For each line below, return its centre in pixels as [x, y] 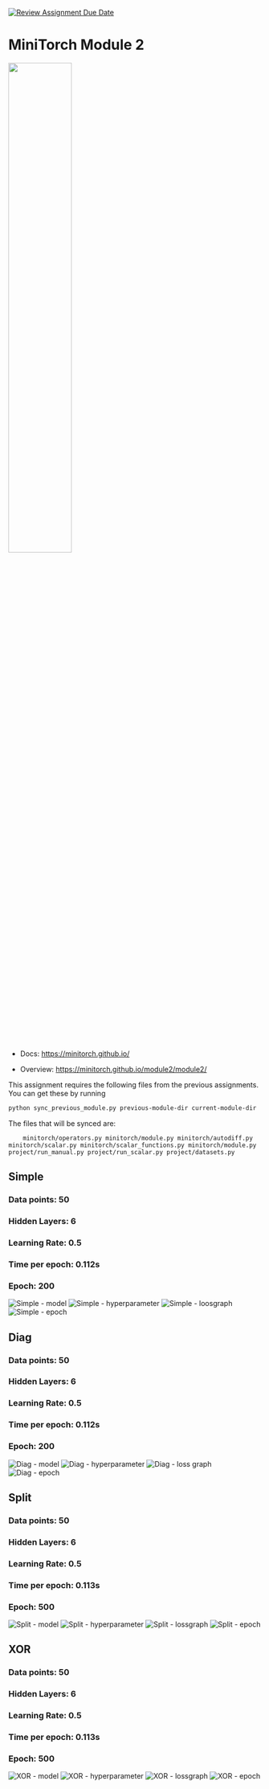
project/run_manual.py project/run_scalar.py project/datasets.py [122, 1152]
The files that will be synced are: [62, 1123]
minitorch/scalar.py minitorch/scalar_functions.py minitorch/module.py [132, 1145]
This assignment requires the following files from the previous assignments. [134, 1084]
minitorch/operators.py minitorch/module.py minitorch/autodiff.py [138, 1138]
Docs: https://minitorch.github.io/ [75, 1054]
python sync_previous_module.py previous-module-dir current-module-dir [132, 1108]
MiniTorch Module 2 [76, 45]
